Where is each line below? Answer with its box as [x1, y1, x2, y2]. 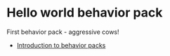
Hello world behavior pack [6, 5, 163, 21]
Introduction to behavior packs [16, 41, 106, 49]
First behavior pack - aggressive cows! [6, 28, 120, 36]
